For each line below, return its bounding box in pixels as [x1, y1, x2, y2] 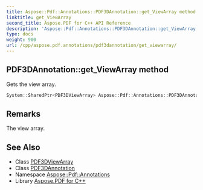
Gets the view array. [6, 81, 56, 88]
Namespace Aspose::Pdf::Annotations [14, 171, 111, 178]
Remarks [6, 109, 41, 119]
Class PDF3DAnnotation [14, 165, 76, 172]
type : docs [6, 31, 34, 37]
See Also [6, 142, 40, 152]
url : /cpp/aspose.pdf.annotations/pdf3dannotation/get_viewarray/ [6, 43, 177, 49]
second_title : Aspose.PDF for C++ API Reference [6, 20, 131, 26]
